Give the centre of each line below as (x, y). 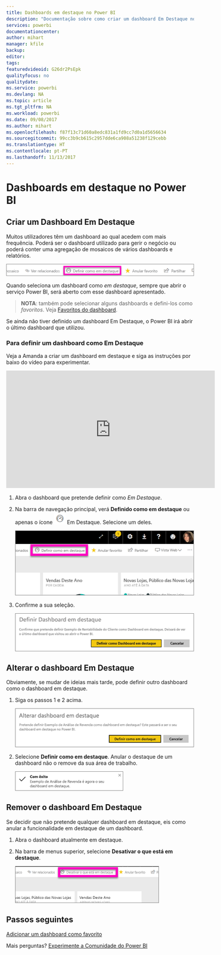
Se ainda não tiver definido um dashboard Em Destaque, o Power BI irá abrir (99, 321)
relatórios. (18, 255)
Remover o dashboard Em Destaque (74, 807)
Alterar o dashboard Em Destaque (70, 668)
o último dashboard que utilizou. (46, 327)
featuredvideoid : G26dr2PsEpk (44, 69)
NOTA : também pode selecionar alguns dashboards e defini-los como (107, 303)
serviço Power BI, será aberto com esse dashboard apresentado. (86, 292)
